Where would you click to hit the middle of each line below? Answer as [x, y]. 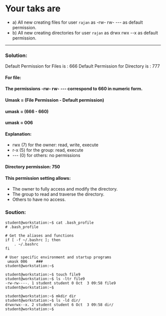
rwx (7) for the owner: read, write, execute [55, 145]
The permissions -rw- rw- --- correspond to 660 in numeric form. [74, 89]
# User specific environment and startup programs [58, 257]
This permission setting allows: [38, 178]
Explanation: [19, 134]
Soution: [16, 212]
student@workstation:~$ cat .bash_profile [49, 223]
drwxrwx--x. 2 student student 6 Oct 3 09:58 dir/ [59, 305]
